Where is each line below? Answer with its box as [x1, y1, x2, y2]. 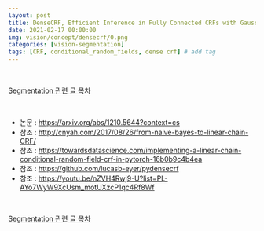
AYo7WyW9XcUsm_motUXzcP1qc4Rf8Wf [19, 182, 155, 192]
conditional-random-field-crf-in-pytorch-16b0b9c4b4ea [19, 155, 203, 163]
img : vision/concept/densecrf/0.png [8, 33, 128, 42]
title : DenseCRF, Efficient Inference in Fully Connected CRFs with [8, 19, 237, 27]
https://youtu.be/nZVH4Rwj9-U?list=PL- [38, 174, 168, 183]
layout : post [8, 11, 51, 20]
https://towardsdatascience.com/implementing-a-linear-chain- [38, 146, 242, 155]
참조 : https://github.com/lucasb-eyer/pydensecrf [19, 164, 179, 173]
